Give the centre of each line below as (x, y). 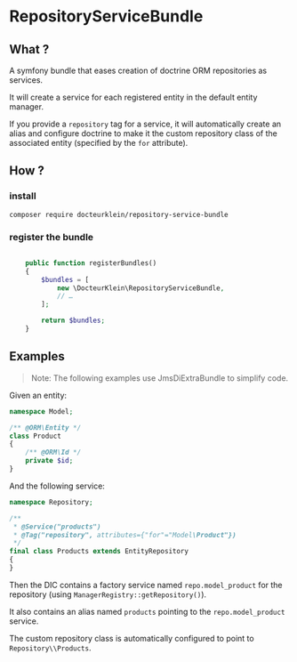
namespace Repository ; (51, 502)
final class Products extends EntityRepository (99, 552)
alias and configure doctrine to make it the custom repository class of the (143, 133)
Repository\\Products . (50, 648)
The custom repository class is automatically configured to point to (132, 638)
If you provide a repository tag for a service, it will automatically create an (145, 124)
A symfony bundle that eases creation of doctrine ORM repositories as (138, 70)
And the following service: (57, 486)
